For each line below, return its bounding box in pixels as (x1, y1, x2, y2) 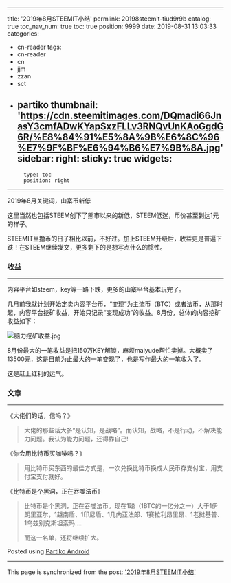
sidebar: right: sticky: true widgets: (16, 153, 173, 165)
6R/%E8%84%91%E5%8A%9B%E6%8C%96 (16, 131, 220, 143)
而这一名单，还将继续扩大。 (23, 533, 103, 542)
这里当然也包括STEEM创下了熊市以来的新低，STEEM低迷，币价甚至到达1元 (7, 211, 219, 219)
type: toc (23, 171, 52, 178)
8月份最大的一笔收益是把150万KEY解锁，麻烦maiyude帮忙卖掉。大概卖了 (7, 346, 214, 355)
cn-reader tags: (16, 43, 62, 51)
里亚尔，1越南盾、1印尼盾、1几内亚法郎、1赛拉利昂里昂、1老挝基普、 (30, 510, 223, 519)
